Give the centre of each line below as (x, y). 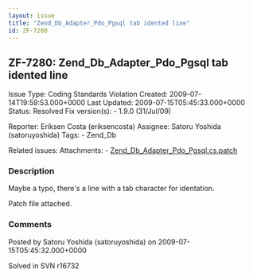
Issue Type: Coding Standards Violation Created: (88, 94)
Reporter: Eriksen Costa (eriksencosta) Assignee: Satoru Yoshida (115, 127)
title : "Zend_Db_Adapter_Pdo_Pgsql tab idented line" (99, 23)
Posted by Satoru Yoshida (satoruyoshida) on (82, 242)
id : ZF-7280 (28, 30)
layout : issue (32, 16)
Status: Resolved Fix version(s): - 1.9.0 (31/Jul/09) (90, 111)
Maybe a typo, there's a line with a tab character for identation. (111, 189)
